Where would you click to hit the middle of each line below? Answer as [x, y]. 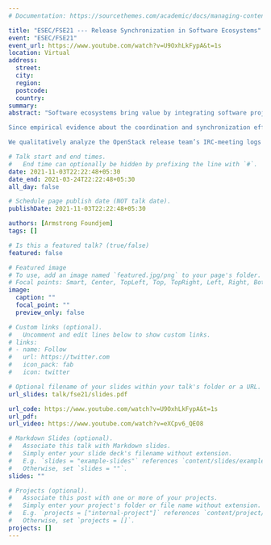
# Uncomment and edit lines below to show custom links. [110, 335]
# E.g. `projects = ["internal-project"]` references [104, 514]
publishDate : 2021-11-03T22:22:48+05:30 [77, 209]
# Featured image [38, 267]
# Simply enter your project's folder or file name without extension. [135, 505]
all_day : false [34, 187]
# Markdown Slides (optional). [61, 438]
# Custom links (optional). [56, 327]
